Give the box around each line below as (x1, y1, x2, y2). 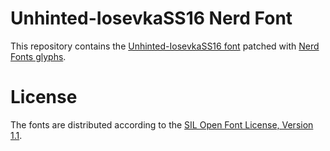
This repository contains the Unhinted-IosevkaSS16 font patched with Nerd (10, 40, 320, 52)
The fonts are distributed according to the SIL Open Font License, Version (10, 118, 314, 131)
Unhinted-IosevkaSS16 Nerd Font (10, 7, 293, 30)
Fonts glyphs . (10, 50, 67, 62)
